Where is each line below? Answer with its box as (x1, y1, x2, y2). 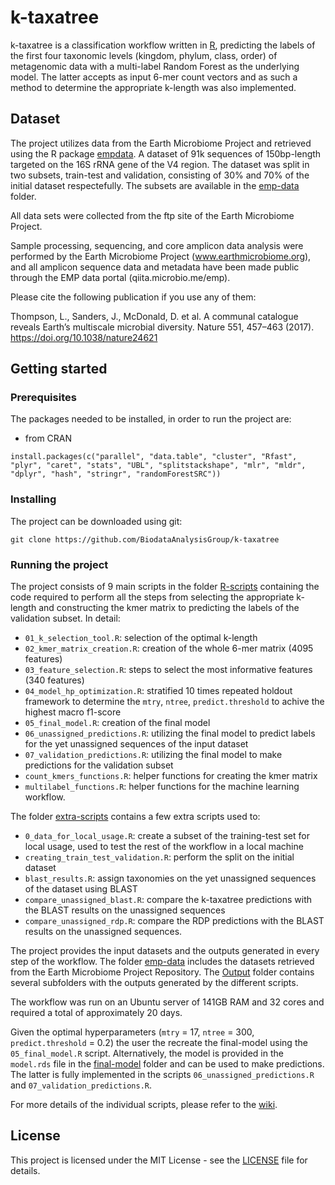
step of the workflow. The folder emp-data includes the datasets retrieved (10, 956, 315, 968)
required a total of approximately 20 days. (10, 1007, 183, 1019)
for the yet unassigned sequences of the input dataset (24, 738, 249, 750)
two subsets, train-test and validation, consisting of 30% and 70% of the (10, 169, 310, 181)
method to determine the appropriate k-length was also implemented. (10, 81, 297, 93)
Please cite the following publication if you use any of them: (10, 291, 257, 303)
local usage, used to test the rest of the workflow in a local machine (24, 841, 304, 853)
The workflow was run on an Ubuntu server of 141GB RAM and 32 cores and (10, 996, 325, 1008)
